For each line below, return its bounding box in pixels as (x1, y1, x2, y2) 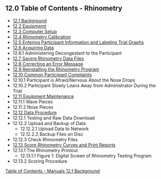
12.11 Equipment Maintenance (12, 93, 74, 99)
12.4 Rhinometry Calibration (12, 34, 71, 40)
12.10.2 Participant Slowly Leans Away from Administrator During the (12, 82, 156, 88)
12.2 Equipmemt (12, 23, 47, 29)
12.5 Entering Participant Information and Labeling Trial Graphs (12, 39, 144, 45)
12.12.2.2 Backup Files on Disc (20, 131, 84, 137)
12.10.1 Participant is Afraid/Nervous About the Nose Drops (12, 77, 136, 83)
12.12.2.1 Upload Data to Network (20, 126, 89, 132)
